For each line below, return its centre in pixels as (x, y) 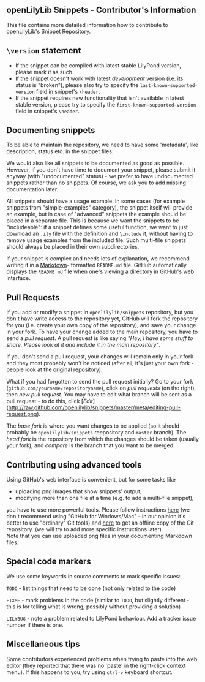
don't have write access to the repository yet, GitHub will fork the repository (102, 319)
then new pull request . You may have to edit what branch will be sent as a (99, 395)
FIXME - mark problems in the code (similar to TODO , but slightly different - (98, 600)
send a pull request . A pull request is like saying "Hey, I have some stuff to (100, 338)
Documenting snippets (51, 130)
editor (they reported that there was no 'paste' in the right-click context (96, 665)
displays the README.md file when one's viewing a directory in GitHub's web (100, 271)
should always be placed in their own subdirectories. (73, 247)
